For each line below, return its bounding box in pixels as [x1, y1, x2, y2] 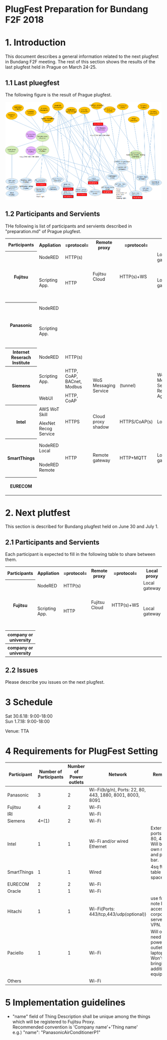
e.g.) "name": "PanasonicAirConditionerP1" [12, 1029, 101, 1035]
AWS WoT [39, 406, 60, 412]
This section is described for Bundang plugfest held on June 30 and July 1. [5, 523, 159, 529]
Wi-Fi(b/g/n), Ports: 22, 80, [89, 786, 146, 792]
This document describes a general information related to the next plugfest [5, 53, 159, 59]
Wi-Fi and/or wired [89, 838, 128, 844]
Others [7, 978, 21, 984]
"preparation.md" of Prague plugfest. [5, 228, 82, 234]
